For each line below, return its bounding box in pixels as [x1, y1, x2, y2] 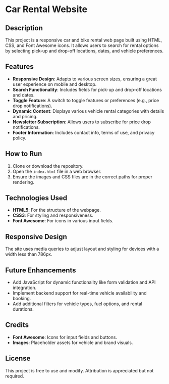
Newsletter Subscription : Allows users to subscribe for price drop [12, 119, 151, 125]
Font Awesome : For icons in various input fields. [12, 218, 114, 224]
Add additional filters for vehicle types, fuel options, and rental [12, 301, 143, 307]
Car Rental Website [5, 4, 87, 15]
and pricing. [12, 113, 38, 119]
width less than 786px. [5, 251, 52, 257]
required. [5, 373, 24, 379]
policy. [12, 135, 27, 141]
